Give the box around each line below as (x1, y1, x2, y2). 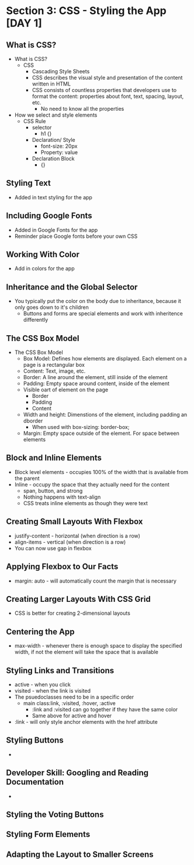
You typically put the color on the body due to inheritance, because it (14, 298, 181, 305)
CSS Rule (23, 118, 46, 124)
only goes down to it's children (14, 304, 89, 311)
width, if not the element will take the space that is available (14, 649, 159, 656)
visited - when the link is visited (14, 687, 91, 694)
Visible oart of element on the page (23, 386, 109, 393)
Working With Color (6, 250, 80, 260)
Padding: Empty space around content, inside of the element (23, 380, 169, 387)
